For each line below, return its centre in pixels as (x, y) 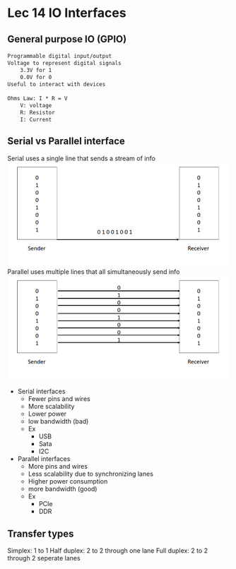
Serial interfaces (41, 391)
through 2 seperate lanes (44, 558)
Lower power (47, 414)
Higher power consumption (68, 481)
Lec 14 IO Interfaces (67, 13)
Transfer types (41, 533)
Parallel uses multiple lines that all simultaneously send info (94, 272)
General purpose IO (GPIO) (67, 39)
